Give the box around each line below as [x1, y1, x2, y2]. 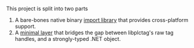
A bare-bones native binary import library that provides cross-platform [14, 17, 189, 23]
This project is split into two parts [6, 5, 88, 12]
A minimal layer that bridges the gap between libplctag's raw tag [14, 29, 174, 36]
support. [14, 23, 36, 30]
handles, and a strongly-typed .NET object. [14, 36, 121, 42]
